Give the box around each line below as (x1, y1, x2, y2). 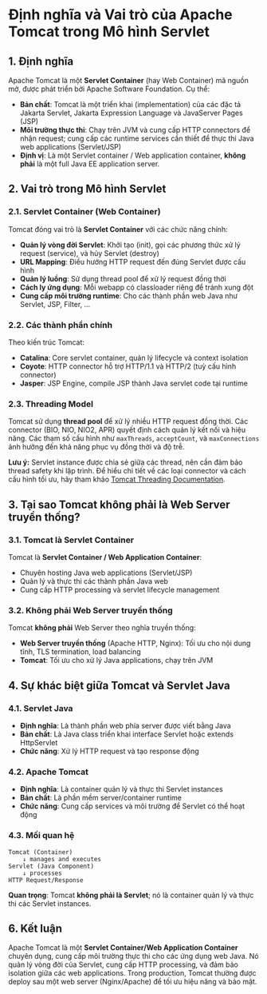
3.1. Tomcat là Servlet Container (8, 534, 134, 545)
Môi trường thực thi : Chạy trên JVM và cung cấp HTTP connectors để (19, 126, 251, 134)
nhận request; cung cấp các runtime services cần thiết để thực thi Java (19, 134, 254, 143)
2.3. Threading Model (8, 398, 94, 409)
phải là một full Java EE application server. (19, 159, 160, 169)
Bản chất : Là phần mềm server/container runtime (19, 793, 182, 803)
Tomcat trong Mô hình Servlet (8, 22, 210, 41)
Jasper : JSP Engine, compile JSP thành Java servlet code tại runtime (19, 378, 249, 388)
